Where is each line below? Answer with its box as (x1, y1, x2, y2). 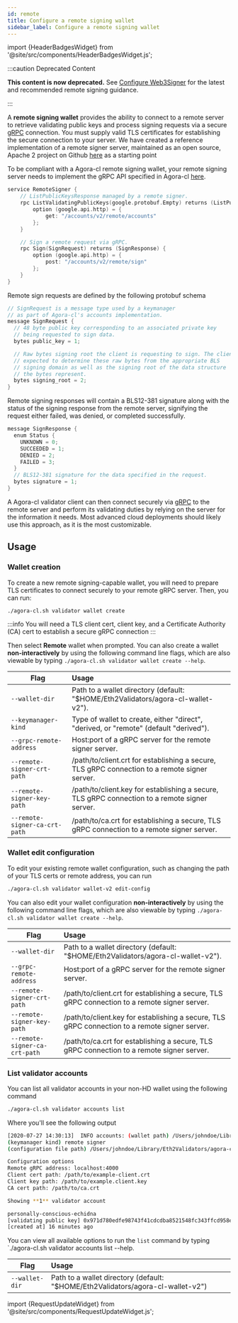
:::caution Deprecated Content (7, 65, 96, 73)
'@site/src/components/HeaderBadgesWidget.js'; (7, 50, 153, 59)
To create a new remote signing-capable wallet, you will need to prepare (7, 578, 219, 587)
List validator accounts (7, 1068, 89, 1078)
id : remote (7, 10, 40, 18)
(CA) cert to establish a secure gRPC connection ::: (7, 627, 156, 636)
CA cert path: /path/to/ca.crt (7, 1184, 100, 1192)
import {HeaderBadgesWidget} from (7, 43, 113, 52)
